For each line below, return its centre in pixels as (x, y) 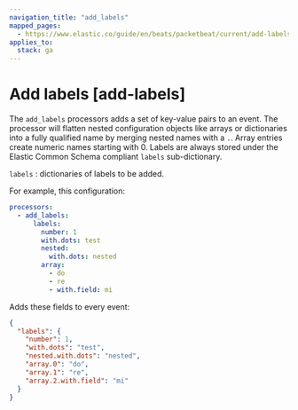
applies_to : (31, 42)
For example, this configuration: (67, 191)
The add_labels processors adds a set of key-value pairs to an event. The (144, 119)
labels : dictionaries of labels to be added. (87, 174)
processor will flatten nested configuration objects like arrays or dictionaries (149, 129)
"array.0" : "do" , (57, 365)
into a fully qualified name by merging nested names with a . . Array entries (146, 138)
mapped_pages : (35, 26)
